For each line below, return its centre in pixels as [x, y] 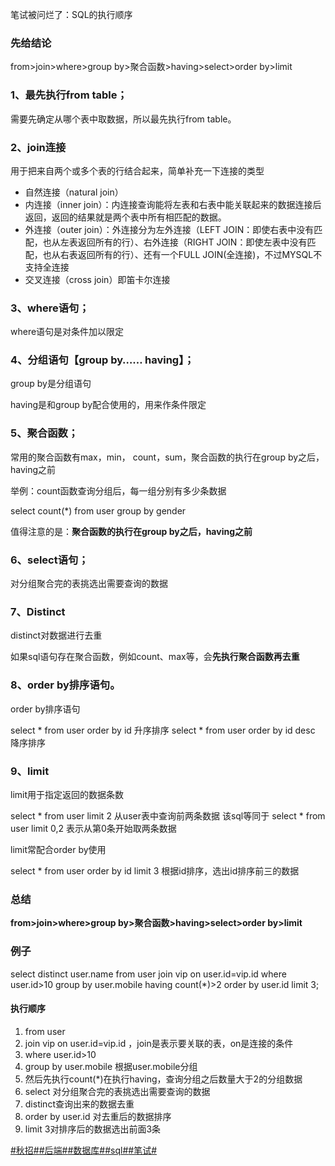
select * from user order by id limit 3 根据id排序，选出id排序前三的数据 [155, 870]
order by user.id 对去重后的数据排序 [98, 1116]
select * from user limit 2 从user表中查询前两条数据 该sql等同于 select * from [168, 815]
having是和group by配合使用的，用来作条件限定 [108, 405]
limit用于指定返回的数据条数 [67, 794]
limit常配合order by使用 [58, 849]
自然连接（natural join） [74, 192]
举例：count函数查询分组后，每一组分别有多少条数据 [118, 490]
